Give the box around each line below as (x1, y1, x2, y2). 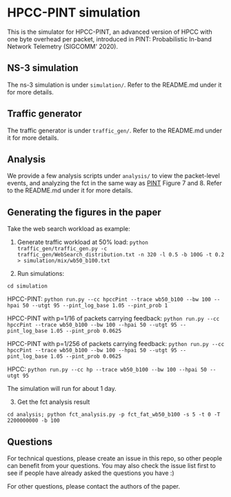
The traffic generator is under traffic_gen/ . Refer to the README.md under (7, 126, 223, 134)
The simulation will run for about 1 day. (7, 385, 117, 393)
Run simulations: (17, 270, 64, 278)
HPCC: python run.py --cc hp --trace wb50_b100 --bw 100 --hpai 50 (7, 365, 207, 374)
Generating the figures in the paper (7, 206, 162, 218)
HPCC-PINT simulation (7, 5, 141, 21)
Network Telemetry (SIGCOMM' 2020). (7, 42, 119, 50)
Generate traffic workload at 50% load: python (17, 238, 148, 246)
